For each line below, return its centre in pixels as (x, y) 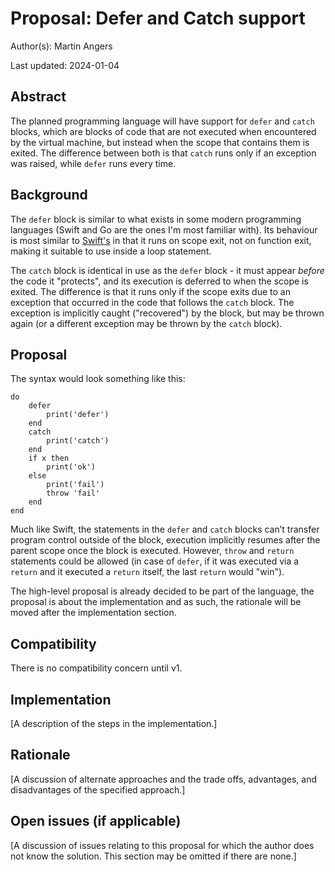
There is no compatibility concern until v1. (96, 668)
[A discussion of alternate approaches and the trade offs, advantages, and (164, 779)
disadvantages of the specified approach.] (98, 789)
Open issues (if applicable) (96, 821)
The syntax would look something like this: (98, 379)
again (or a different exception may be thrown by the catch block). (146, 323)
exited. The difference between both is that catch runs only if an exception (163, 153)
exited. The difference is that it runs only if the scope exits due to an (150, 291)
